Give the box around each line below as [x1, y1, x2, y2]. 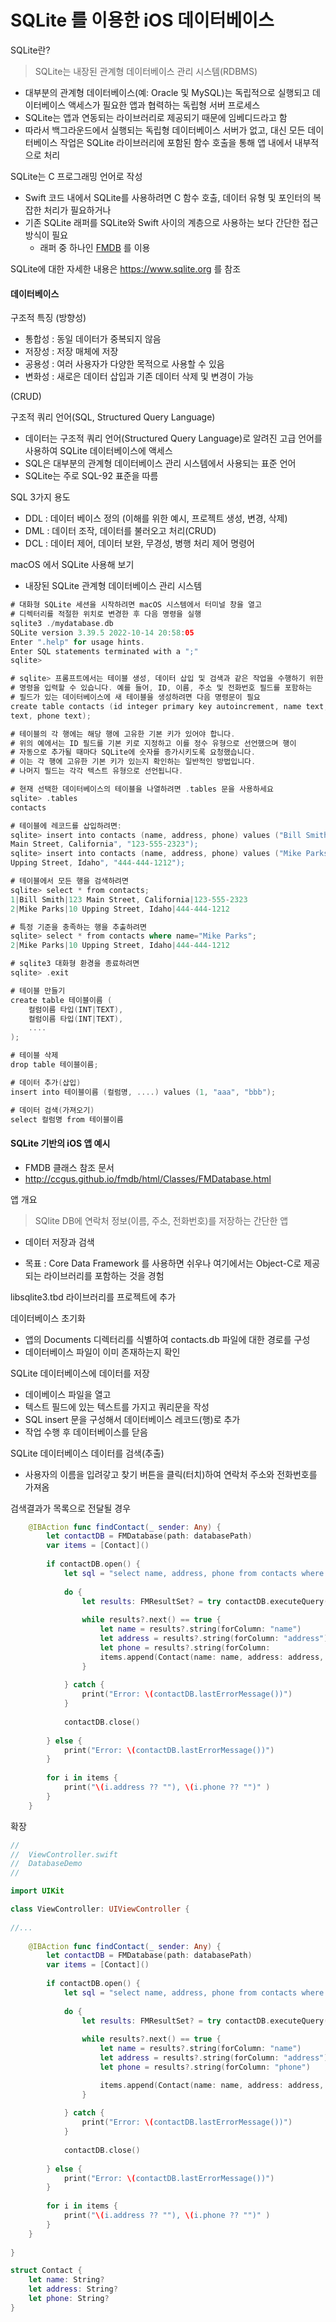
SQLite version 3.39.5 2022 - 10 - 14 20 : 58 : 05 [10, 627, 195, 638]
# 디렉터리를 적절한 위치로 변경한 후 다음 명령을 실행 [10, 609, 202, 620]
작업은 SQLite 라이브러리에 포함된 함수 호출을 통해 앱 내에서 [59, 136, 293, 148]
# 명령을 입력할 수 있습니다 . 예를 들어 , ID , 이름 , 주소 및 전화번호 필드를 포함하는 [10, 683, 313, 693]
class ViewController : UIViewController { [10, 1904, 190, 1915]
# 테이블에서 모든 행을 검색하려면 [10, 876, 129, 886]
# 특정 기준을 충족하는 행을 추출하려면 [10, 922, 147, 932]
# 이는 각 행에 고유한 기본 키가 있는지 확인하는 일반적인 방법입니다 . [10, 757, 257, 767]
